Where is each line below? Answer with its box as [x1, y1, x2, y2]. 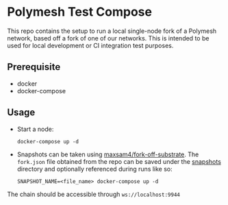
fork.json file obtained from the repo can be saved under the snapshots [16, 157, 221, 165]
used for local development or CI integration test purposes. [7, 41, 174, 49]
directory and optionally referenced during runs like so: [16, 165, 173, 173]
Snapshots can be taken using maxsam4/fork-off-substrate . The [16, 150, 199, 158]
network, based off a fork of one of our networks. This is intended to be [7, 34, 210, 42]
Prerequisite [7, 61, 61, 73]
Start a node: [16, 125, 54, 133]
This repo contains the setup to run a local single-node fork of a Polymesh [7, 27, 217, 35]
